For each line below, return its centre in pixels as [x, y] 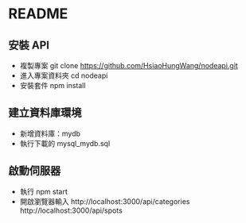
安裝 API [29, 45]
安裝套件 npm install [53, 85]
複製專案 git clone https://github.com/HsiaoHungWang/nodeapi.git [129, 65]
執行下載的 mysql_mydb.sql [65, 143]
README [38, 14]
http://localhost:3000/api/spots [71, 210]
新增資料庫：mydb [50, 133]
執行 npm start [43, 191]
